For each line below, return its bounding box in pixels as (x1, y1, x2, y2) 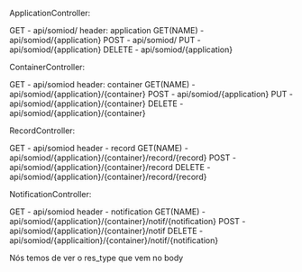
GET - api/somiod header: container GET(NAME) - (9, 79, 196, 89)
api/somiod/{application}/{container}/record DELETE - (9, 162, 211, 172)
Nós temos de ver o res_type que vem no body (9, 252, 184, 263)
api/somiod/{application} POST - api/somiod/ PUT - (9, 35, 201, 45)
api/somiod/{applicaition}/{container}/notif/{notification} (9, 235, 219, 246)
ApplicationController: (9, 8, 91, 18)
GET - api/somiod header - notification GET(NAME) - (9, 206, 206, 217)
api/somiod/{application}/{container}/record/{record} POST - (9, 152, 237, 163)
